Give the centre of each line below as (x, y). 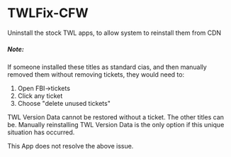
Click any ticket (40, 96)
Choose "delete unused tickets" (64, 103)
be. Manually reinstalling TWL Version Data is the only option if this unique (116, 124)
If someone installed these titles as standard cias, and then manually (107, 67)
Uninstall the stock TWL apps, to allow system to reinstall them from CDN (114, 33)
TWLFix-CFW (48, 13)
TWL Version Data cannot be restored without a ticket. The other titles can (116, 117)
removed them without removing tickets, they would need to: (96, 74)
